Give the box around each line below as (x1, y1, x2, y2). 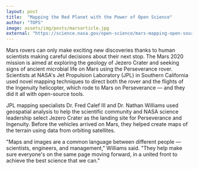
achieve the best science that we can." (6, 157, 100, 164)
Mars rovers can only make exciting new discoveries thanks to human (6, 47, 176, 54)
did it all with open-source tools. (6, 91, 84, 98)
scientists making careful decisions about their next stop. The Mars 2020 (6, 53, 184, 60)
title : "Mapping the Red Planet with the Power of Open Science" (6, 14, 173, 20)
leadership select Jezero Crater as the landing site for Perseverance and (6, 114, 182, 121)
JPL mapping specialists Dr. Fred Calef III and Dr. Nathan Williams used (6, 102, 179, 109)
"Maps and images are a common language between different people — (6, 138, 181, 145)
